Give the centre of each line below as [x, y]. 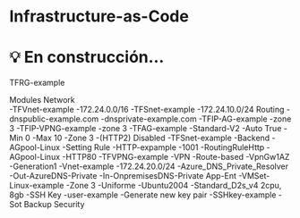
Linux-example [37, 186]
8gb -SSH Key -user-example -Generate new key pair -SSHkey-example [143, 195]
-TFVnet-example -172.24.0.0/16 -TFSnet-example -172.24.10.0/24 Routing [147, 110]
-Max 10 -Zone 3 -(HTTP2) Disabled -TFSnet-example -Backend [151, 138]
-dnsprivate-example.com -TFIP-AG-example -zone [196, 119]
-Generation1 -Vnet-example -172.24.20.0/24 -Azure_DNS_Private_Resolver [149, 166]
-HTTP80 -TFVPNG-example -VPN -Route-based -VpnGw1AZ [176, 157]
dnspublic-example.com [54, 119]
